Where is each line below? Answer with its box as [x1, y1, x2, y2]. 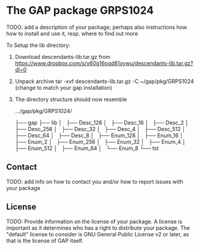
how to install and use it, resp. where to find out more [6, 29, 138, 37]
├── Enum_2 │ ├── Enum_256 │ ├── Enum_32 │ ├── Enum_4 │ [14, 138, 186, 145]
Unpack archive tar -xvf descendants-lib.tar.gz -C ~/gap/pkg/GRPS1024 [14, 78, 194, 85]
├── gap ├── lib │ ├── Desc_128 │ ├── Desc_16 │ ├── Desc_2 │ [14, 118, 189, 126]
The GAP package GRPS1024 [6, 4, 154, 17]
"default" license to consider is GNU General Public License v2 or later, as [6, 230, 189, 238]
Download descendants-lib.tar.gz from [14, 53, 111, 60]
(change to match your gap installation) [14, 84, 112, 91]
